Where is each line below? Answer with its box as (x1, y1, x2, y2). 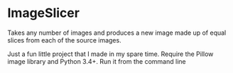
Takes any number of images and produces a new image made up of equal (7, 28, 227, 37)
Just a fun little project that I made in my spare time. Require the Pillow (7, 50, 214, 58)
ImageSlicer (7, 5, 80, 21)
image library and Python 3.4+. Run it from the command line (7, 57, 186, 65)
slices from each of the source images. (7, 35, 122, 44)
